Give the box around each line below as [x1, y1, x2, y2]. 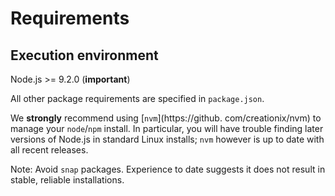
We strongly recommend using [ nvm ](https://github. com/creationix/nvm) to [10, 112, 322, 124]
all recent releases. [10, 144, 89, 156]
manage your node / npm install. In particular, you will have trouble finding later [10, 123, 324, 134]
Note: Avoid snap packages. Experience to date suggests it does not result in [10, 163, 326, 175]
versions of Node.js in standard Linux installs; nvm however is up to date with [10, 133, 325, 145]
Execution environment [10, 47, 159, 64]
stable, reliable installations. [10, 174, 125, 186]
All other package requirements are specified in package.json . [10, 93, 265, 104]
